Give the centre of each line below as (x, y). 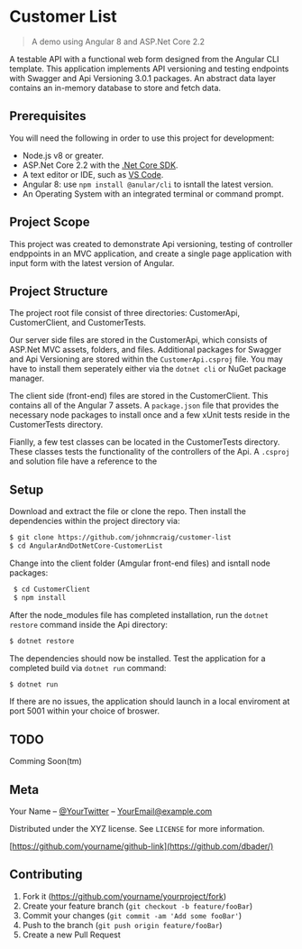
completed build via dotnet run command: (88, 668)
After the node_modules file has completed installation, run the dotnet (139, 614)
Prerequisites (48, 116)
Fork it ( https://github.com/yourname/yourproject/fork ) (124, 896)
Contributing (46, 875)
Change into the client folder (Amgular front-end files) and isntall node (140, 563)
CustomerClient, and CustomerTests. (78, 323)
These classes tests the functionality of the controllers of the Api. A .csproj (150, 452)
